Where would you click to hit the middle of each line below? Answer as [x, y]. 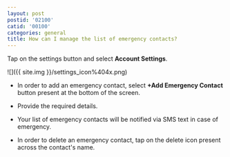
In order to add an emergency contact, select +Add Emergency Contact [120, 85]
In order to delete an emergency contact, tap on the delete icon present [119, 140]
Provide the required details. [57, 106]
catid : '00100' [29, 26]
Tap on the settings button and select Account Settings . [87, 59]
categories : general [37, 33]
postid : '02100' [30, 20]
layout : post [26, 13]
